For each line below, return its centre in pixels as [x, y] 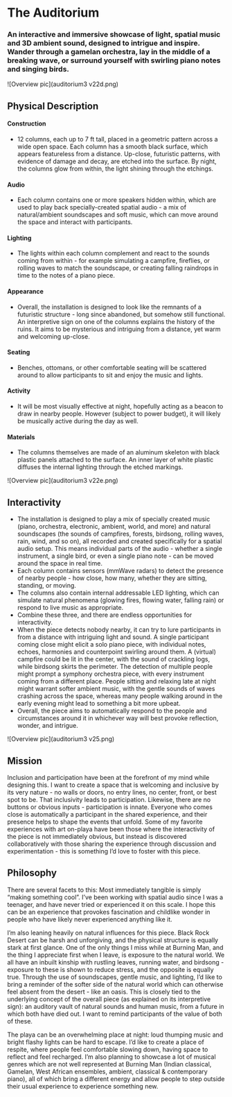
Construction [27, 124]
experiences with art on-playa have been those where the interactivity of [111, 829]
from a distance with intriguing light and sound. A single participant [113, 637]
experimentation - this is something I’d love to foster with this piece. [104, 851]
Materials [21, 437]
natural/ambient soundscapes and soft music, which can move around [117, 215]
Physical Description [53, 106]
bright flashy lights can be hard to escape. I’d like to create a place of [106, 1041]
